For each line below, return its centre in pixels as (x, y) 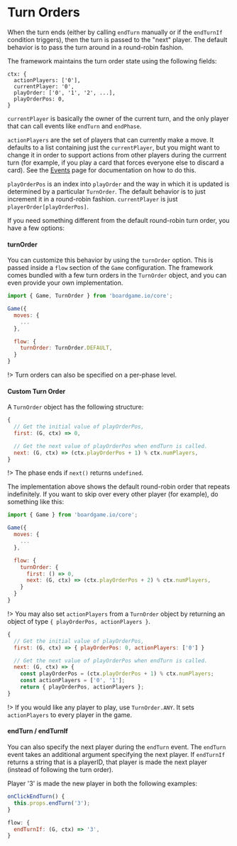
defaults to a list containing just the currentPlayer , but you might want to (114, 147)
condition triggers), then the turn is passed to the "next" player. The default (117, 39)
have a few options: (36, 228)
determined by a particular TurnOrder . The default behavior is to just (106, 191)
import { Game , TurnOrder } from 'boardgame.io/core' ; (90, 296)
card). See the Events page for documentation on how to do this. (102, 170)
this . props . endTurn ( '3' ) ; (52, 803)
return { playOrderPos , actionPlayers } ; (82, 687)
